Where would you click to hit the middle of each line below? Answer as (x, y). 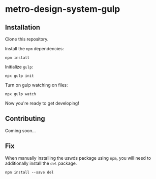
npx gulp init (20, 76)
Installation (23, 27)
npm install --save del (30, 172)
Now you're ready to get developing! (42, 103)
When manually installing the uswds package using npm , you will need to (78, 158)
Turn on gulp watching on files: (36, 85)
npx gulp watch (21, 94)
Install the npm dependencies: (34, 49)
